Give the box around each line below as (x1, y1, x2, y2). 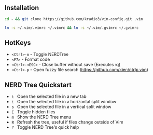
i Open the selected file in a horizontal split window (11, 99, 117, 105)
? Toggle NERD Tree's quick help (11, 124, 79, 130)
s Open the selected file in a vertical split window (11, 104, 111, 110)
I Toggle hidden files (11, 109, 56, 115)
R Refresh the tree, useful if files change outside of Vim (11, 119, 124, 125)
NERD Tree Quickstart (4, 81, 72, 89)
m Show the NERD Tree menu (11, 114, 71, 120)
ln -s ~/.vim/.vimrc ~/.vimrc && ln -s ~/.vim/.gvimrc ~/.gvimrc (4, 25, 139, 30)
